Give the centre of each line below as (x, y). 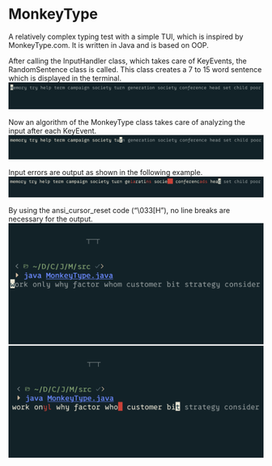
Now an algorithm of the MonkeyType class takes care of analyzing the (127, 122)
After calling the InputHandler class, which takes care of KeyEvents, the (127, 61)
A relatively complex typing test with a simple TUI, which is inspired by (126, 36)
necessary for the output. (51, 219)
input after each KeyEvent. (53, 131)
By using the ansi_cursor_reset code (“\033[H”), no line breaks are (119, 210)
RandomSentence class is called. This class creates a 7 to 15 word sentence (135, 69)
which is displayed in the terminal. (65, 78)
